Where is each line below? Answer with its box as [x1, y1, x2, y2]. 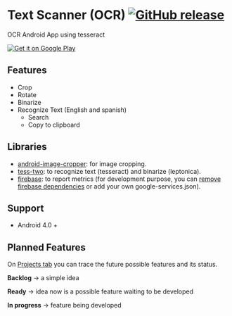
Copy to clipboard [27, 120, 81, 129]
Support [7, 202, 44, 214]
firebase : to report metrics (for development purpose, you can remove [17, 175, 221, 183]
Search [27, 113, 49, 121]
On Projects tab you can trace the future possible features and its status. [7, 260, 218, 269]
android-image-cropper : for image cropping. [17, 159, 147, 168]
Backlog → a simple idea [7, 274, 79, 282]
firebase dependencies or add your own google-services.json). [17, 182, 201, 190]
